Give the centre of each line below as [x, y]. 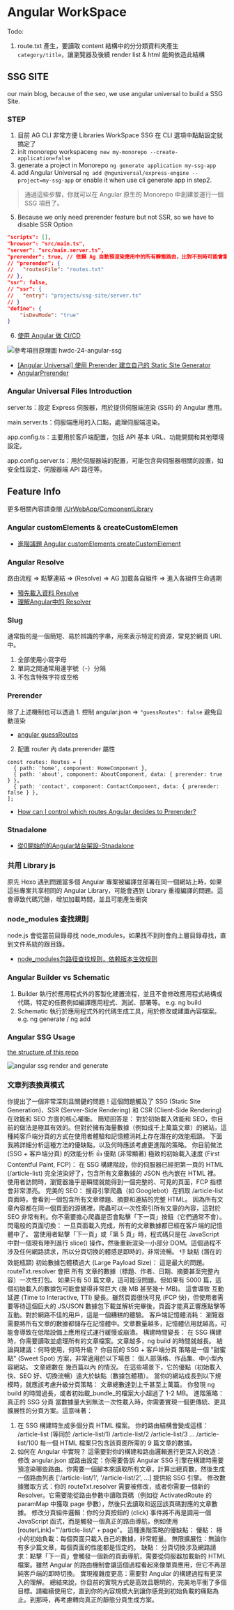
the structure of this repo [43, 1052]
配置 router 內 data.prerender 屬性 [66, 749]
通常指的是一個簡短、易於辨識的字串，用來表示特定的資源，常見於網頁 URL [115, 636]
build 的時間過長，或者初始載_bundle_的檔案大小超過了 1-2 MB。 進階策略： [116, 1393]
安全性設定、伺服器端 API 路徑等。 [57, 469]
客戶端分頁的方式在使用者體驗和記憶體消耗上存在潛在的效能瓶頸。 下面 [121, 1136]
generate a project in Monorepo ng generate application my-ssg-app [117, 165]
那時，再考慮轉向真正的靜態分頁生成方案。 [97, 1600]
